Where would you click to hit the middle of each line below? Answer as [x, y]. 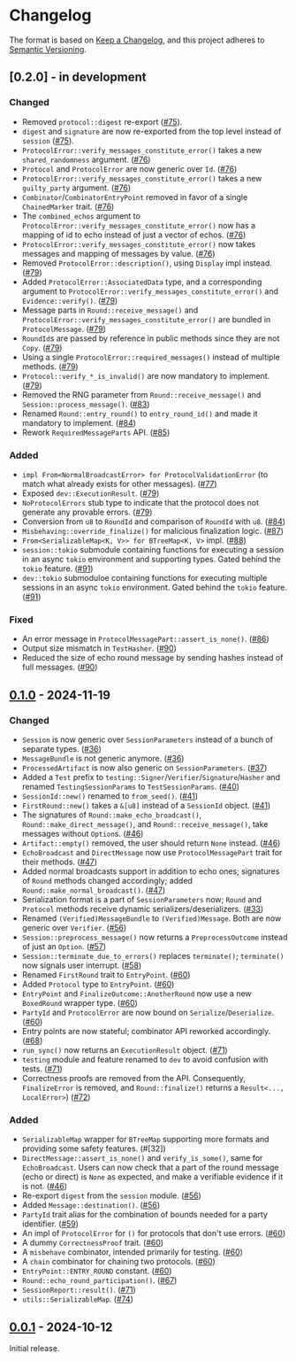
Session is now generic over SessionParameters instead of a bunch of [148, 739]
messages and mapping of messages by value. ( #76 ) [118, 253]
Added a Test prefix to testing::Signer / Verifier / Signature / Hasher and [151, 777]
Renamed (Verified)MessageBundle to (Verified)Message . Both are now [152, 918]
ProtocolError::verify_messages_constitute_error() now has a [139, 225]
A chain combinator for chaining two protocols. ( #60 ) [119, 1262]
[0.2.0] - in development [78, 77]
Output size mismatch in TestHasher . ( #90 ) [99, 648]
